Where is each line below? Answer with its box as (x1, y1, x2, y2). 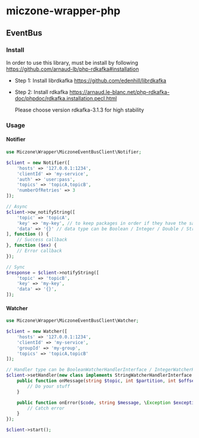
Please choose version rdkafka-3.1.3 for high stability (14, 106, 145, 114)
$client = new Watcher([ (6, 329, 68, 335)
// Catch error (27, 405, 65, 411)
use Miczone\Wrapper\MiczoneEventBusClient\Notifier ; (6, 149, 142, 155)
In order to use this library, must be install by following (6, 59, 138, 66)
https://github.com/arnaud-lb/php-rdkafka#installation (6, 65, 139, 73)
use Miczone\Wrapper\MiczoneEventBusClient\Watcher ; (6, 318, 139, 324)
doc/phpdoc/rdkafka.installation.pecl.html (14, 94, 117, 102)
